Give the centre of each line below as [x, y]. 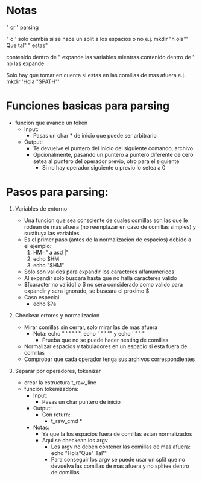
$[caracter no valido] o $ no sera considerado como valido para [103, 284]
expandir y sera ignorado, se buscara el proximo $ [87, 291]
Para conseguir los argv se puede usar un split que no [118, 459]
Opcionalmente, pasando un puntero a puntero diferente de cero [113, 154]
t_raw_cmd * [67, 421]
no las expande [25, 63]
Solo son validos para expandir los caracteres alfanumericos [99, 272]
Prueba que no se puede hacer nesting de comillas [105, 340]
